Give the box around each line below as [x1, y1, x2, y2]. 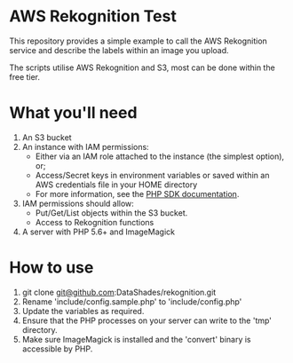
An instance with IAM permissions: [21, 141, 149, 152]
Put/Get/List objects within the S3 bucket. [35, 207, 188, 218]
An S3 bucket [21, 131, 73, 143]
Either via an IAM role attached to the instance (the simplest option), [35, 151, 285, 162]
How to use [9, 257, 94, 278]
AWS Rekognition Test [9, 6, 178, 27]
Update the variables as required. [21, 305, 145, 316]
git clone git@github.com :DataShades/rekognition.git [21, 287, 217, 297]
